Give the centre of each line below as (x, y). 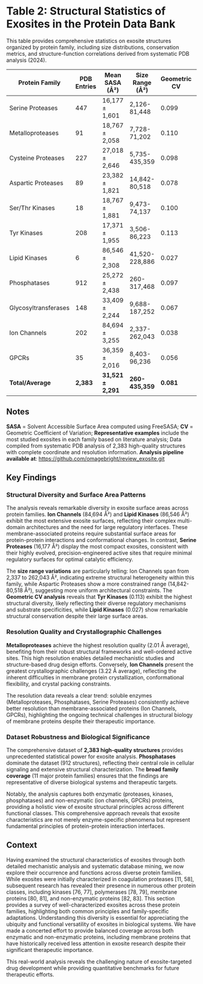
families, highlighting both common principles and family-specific (88, 911)
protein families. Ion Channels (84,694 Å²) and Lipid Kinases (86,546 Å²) (98, 514)
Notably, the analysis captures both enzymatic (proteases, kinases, (90, 794)
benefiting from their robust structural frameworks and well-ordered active (99, 652)
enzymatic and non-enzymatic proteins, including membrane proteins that (98, 937)
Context (22, 845)
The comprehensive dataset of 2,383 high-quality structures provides (95, 750)
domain (16, 527)
